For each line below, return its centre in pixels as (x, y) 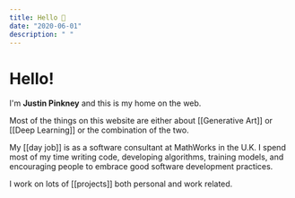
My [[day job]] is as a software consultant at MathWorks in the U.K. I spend (148, 148)
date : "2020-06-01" (46, 26)
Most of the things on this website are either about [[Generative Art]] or (141, 121)
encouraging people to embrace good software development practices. (141, 167)
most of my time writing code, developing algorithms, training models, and (147, 157)
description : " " (42, 34)
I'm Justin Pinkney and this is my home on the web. (105, 103)
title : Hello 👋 (38, 17)
